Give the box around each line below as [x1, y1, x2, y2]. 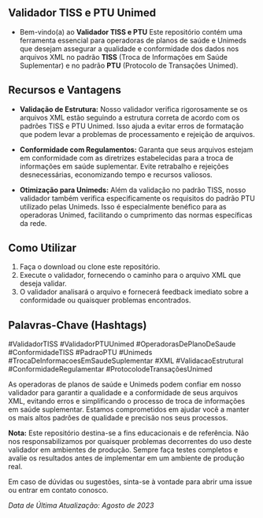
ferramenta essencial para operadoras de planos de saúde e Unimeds [19, 35, 246, 45]
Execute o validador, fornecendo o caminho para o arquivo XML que [19, 271, 242, 280]
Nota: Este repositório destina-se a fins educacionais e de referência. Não [8, 428, 250, 438]
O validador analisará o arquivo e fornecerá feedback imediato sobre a [19, 287, 250, 297]
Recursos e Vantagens [8, 83, 122, 97]
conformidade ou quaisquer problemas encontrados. [19, 295, 191, 305]
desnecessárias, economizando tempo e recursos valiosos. [19, 169, 213, 179]
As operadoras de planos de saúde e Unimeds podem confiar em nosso [8, 379, 242, 389]
